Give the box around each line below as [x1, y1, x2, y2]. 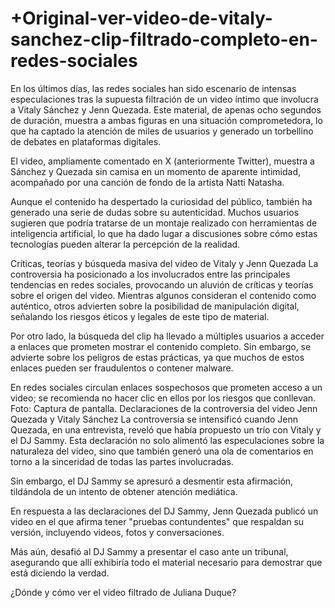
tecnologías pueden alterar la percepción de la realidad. [10, 238, 241, 250]
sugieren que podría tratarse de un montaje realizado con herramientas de [10, 217, 318, 229]
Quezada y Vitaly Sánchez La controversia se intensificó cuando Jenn [10, 413, 298, 425]
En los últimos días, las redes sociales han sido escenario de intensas [10, 82, 297, 94]
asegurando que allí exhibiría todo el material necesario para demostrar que [10, 556, 323, 568]
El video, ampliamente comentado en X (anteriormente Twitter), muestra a [10, 155, 315, 167]
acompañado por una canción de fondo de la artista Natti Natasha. [10, 176, 285, 188]
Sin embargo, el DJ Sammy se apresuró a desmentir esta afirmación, [10, 475, 294, 487]
